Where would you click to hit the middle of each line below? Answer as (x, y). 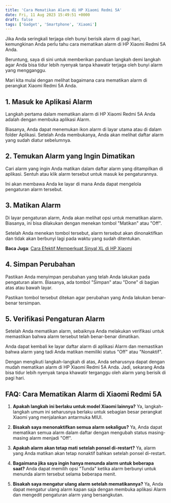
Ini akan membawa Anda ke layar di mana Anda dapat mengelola (73, 184)
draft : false (19, 19)
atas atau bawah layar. (29, 288)
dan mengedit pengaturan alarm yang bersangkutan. (68, 495)
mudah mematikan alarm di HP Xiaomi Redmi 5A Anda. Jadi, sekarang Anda (85, 367)
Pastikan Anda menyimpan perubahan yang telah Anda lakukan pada (78, 277)
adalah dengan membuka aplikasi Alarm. (48, 119)
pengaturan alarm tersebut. (34, 189)
